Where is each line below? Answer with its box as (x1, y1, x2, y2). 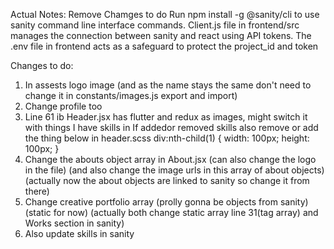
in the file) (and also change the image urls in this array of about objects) (24, 164, 325, 176)
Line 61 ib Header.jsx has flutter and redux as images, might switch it (24, 111, 308, 123)
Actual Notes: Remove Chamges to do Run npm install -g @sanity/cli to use (10, 9, 320, 20)
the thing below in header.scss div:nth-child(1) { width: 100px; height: (24, 132, 310, 144)
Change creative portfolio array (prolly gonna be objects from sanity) (24, 196, 309, 208)
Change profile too (24, 100, 103, 112)
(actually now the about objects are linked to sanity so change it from (24, 175, 310, 186)
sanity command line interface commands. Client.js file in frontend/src (10, 19, 300, 31)
